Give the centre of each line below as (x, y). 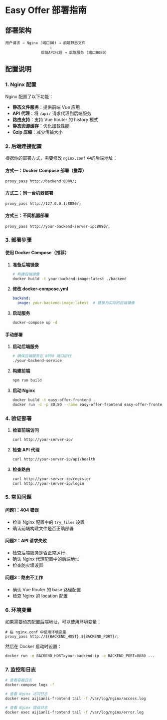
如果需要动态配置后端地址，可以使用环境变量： (53, 622)
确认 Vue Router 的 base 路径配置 (47, 589)
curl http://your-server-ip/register (52, 479)
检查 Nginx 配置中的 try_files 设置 (48, 522)
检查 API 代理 (26, 449)
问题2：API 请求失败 (26, 541)
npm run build (27, 380)
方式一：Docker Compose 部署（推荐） (46, 170)
